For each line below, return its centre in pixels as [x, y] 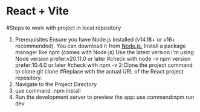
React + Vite [38, 11]
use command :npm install [48, 90]
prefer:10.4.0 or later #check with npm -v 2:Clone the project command [104, 65]
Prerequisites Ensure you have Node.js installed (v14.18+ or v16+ [95, 39]
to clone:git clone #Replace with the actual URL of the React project [99, 71]
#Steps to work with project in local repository [64, 28]
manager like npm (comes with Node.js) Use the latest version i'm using [105, 52]
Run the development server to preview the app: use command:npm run [105, 97]
